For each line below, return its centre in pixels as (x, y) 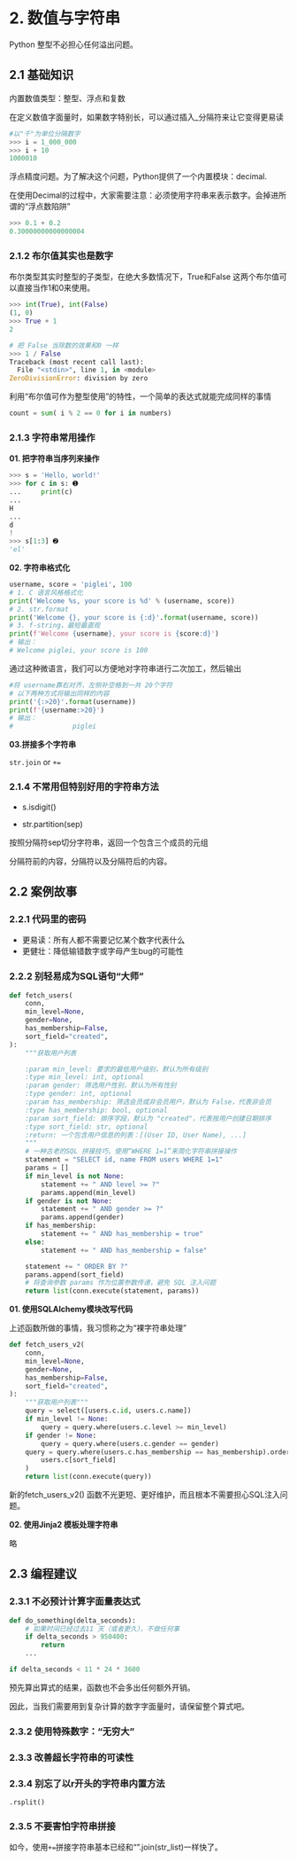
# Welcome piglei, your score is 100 (79, 651)
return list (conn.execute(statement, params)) (112, 1291)
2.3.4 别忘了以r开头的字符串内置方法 (87, 1783)
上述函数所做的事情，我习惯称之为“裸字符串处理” (98, 1328)
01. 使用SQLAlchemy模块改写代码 (71, 1310)
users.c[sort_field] (79, 1460)
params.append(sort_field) (75, 1275)
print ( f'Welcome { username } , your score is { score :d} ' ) (114, 634)
